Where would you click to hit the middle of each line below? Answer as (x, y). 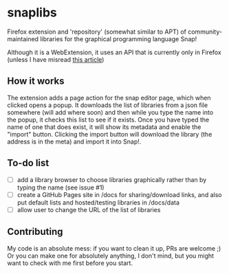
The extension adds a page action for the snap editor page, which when (109, 98)
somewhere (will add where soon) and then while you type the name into (110, 112)
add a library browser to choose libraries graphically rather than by (112, 179)
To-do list (28, 163)
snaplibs (32, 13)
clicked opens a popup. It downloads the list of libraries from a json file (108, 105)
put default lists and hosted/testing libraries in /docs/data (98, 202)
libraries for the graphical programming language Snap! (119, 38)
